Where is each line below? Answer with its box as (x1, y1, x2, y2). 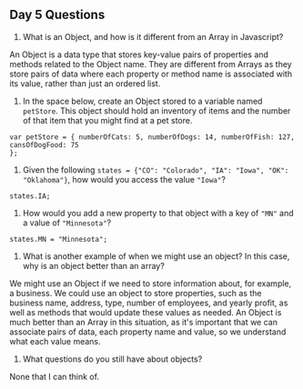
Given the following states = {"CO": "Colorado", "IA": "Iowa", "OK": (22, 164, 289, 175)
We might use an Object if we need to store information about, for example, (9, 277, 292, 289)
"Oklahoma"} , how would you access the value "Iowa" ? (22, 174, 226, 185)
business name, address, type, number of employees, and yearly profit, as (9, 297, 288, 308)
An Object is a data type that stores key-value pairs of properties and (9, 49, 268, 60)
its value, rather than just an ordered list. (9, 77, 161, 89)
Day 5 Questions (9, 7, 106, 23)
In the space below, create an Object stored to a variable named (22, 95, 263, 106)
